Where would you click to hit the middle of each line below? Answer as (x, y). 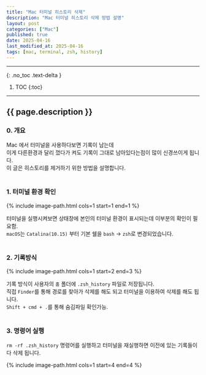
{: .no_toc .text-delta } (34, 75)
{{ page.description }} (50, 112)
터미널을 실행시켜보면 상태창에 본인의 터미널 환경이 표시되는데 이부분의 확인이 (99, 218)
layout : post (23, 23)
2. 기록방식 (22, 257)
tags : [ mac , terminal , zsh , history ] (55, 52)
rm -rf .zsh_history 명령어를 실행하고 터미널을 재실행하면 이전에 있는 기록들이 (102, 345)
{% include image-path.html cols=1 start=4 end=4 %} (74, 365)
